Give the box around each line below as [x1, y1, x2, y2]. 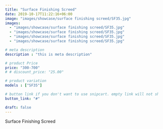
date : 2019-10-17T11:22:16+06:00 [5, 12, 73, 16]
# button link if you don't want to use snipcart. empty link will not [5, 92, 153, 97]
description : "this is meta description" [5, 52, 92, 57]
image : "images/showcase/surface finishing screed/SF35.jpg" [5, 16, 131, 21]
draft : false [5, 105, 32, 110]
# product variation [5, 79, 47, 83]
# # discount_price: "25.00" [5, 70, 64, 75]
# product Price [5, 61, 38, 65]
